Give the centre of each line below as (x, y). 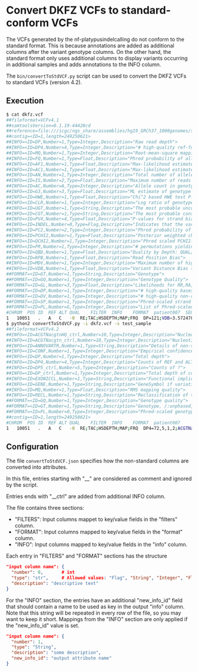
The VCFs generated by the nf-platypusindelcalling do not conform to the (95, 39)
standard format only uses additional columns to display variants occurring (97, 58)
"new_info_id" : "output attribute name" (62, 658)
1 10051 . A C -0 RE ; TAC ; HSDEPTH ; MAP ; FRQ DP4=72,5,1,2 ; (92, 428)
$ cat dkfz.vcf (25, 114)
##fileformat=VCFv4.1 (33, 120)
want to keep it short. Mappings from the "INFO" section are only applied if (97, 619)
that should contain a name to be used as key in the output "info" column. (95, 606)
